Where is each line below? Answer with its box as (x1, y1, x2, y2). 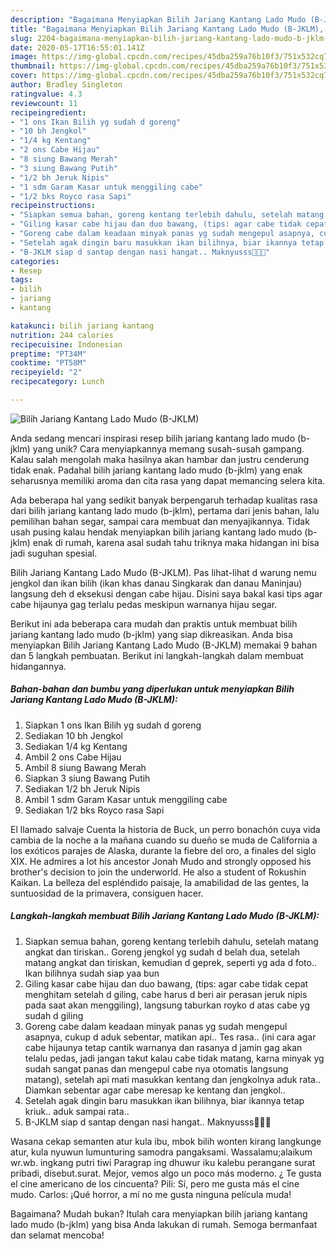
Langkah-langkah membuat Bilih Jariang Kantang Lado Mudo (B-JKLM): (10, 910, 320, 922)
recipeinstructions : (10, 201, 97, 211)
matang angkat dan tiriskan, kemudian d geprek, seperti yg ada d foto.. (24, 956, 318, 968)
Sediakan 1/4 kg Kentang (24, 740, 128, 752)
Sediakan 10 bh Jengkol (24, 729, 123, 741)
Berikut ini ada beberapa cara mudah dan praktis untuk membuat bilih (10, 617, 298, 630)
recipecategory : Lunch (10, 377, 105, 387)
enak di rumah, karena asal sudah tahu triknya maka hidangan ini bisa (32, 536, 320, 548)
